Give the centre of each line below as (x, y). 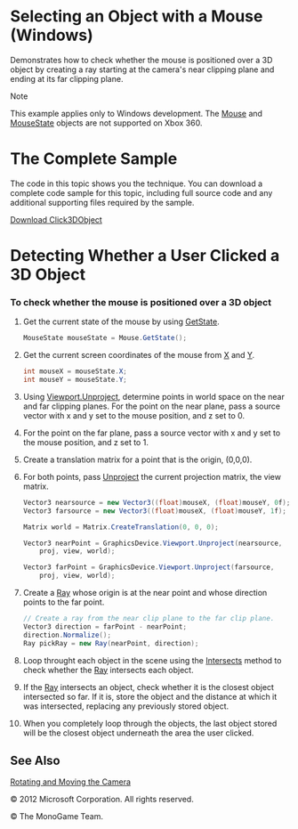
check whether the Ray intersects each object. (108, 670)
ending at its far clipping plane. (67, 78)
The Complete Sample (94, 159)
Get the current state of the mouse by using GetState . (121, 321)
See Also (35, 760)
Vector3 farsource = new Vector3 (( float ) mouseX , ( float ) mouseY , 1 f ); (155, 511)
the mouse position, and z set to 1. (86, 442)
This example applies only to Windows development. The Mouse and (137, 113)
